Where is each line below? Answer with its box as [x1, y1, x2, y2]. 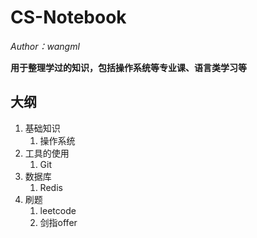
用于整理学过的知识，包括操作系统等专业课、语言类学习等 [10, 61, 247, 73]
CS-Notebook [10, 6, 127, 29]
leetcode [39, 204, 77, 216]
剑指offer [39, 216, 78, 228]
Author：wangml [10, 40, 80, 52]
